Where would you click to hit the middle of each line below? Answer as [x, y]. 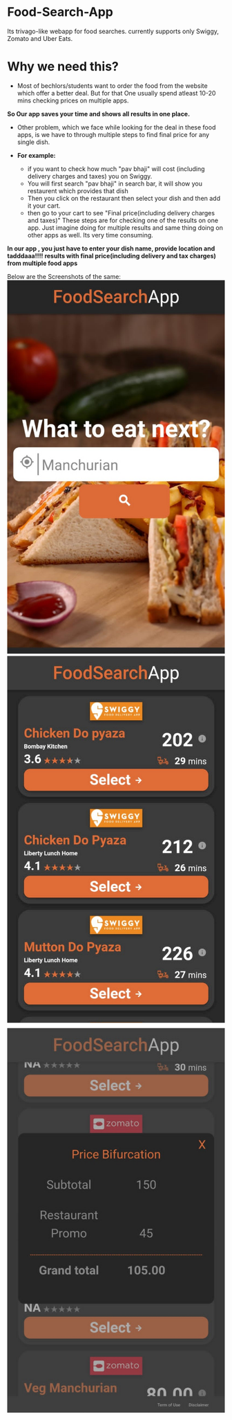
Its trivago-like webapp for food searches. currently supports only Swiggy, [113, 31]
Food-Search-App [60, 12]
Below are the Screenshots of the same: [64, 276]
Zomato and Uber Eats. [40, 38]
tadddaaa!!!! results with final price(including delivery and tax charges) [112, 255]
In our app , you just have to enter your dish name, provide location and [111, 248]
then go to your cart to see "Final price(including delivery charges [121, 213]
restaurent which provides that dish [78, 190]
